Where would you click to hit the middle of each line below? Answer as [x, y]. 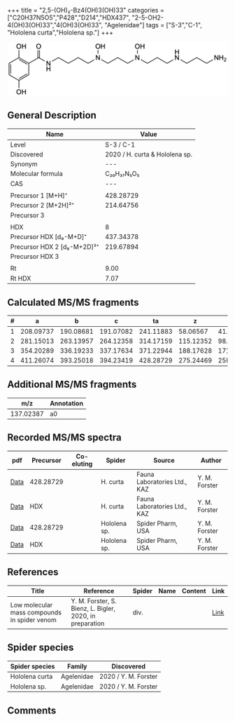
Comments [32, 710]
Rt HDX [21, 278]
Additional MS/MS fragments [72, 385]
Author [211, 460]
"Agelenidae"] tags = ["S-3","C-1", [154, 25]
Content [194, 591]
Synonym [24, 164]
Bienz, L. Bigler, [93, 609]
